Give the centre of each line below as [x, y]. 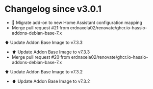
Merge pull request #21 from [40, 27]
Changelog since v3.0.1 [53, 9]
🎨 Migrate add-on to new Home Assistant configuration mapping [77, 22]
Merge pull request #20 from [41, 57]
